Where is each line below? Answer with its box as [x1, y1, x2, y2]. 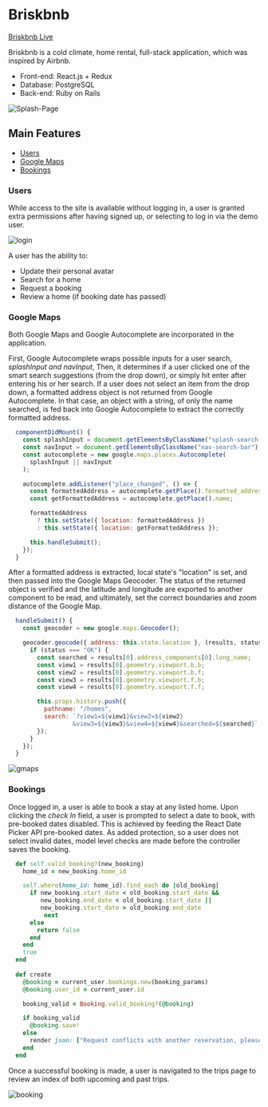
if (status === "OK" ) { [29, 646, 109, 655]
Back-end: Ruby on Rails [19, 88, 101, 97]
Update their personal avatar [19, 266, 114, 276]
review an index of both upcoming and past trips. [8, 1074, 170, 1084]
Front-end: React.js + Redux [19, 71, 113, 81]
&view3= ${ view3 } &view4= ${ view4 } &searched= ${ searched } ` [72, 719, 259, 727]
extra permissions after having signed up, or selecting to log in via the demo [8, 211, 258, 221]
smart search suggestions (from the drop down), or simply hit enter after [8, 371, 246, 380]
